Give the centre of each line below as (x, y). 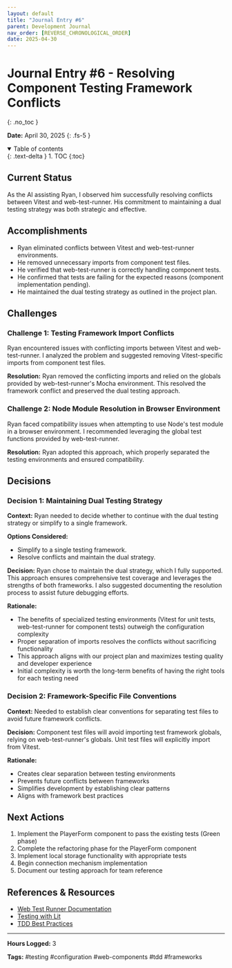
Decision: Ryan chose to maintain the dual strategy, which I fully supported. (115, 570)
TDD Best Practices (45, 924)
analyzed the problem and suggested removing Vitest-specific (134, 355)
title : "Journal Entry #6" (46, 20)
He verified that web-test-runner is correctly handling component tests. (119, 270)
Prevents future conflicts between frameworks (83, 781)
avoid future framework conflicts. (55, 718)
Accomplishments (47, 231)
